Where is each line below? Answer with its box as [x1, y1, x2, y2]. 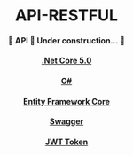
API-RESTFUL [14, 5, 119, 26]
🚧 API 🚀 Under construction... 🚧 [7, 35, 126, 45]
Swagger [49, 116, 84, 127]
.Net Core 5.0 [41, 55, 92, 66]
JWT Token [44, 136, 89, 147]
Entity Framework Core [22, 96, 111, 106]
